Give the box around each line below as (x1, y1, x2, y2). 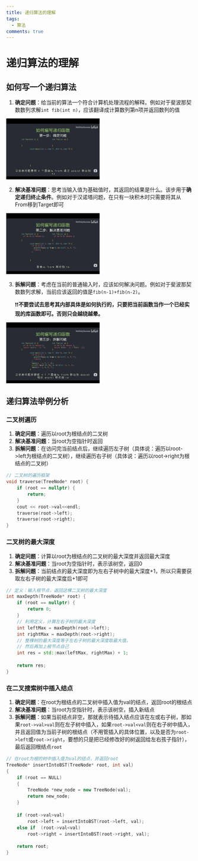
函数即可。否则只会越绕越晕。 (30, 310, 104, 317)
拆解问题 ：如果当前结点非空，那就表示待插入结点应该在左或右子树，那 (14, 714, 187, 721)
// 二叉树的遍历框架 (6, 472, 50, 478)
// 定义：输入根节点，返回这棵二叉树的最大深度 (6, 587, 107, 594)
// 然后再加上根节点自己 (17, 644, 69, 650)
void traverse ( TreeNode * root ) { (6, 479, 89, 485)
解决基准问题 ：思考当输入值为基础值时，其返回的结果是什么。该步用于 (14, 186, 187, 193)
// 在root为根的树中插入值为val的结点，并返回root (6, 756, 119, 762)
